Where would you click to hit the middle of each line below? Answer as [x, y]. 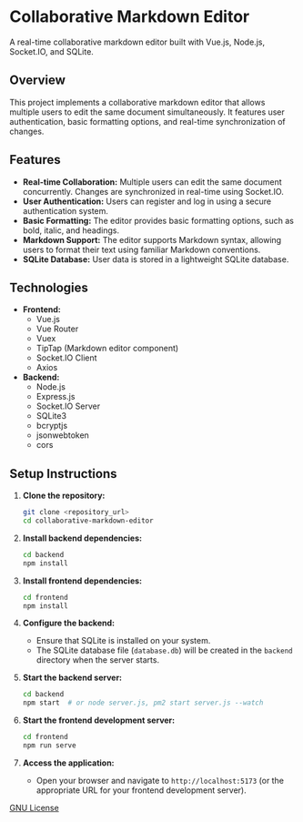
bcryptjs [52, 426]
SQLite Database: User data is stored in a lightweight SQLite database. [156, 259]
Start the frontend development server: [99, 720]
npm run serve [49, 746]
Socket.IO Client [66, 358]
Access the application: [69, 763]
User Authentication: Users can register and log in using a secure [146, 201]
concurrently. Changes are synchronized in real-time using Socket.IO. [153, 191]
